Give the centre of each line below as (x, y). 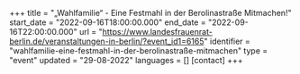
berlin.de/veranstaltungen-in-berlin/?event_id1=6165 (107, 41)
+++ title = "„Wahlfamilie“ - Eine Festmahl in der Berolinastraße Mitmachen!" (150, 13)
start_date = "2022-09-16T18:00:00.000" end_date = (108, 22)
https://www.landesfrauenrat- (158, 32)
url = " (91, 32)
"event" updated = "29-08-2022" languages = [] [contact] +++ (126, 60)
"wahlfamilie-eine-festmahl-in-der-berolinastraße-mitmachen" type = (139, 51)
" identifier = (227, 41)
